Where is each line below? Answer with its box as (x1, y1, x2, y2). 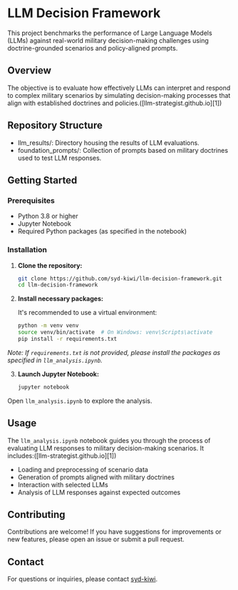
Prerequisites (7, 195, 55, 205)
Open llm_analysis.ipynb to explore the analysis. (7, 396, 152, 405)
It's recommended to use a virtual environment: (17, 309, 157, 317)
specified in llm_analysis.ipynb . (7, 356, 103, 364)
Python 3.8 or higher (17, 212, 78, 221)
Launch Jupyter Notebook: (17, 369, 100, 378)
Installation (7, 245, 48, 255)
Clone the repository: (17, 261, 83, 269)
